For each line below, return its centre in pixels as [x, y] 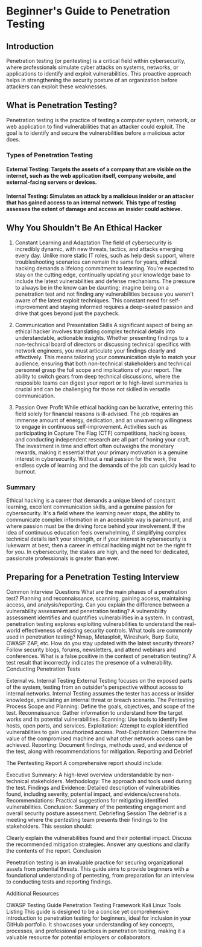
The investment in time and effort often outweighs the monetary [94, 446]
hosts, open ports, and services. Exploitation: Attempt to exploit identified [97, 725]
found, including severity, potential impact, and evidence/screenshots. [93, 794]
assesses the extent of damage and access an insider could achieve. [94, 209]
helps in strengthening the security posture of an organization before [92, 80]
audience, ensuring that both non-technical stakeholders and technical [103, 363]
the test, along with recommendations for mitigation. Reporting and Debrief [99, 751]
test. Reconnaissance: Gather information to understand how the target [94, 712]
